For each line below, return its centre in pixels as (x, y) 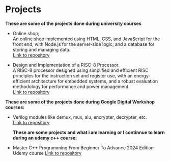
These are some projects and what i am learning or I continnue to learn (89, 132)
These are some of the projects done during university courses (73, 23)
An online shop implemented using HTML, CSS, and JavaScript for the (86, 39)
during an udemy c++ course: (45, 138)
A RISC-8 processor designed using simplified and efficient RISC (80, 70)
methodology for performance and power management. (71, 86)
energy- (142, 75)
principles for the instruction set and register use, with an (73, 75)
